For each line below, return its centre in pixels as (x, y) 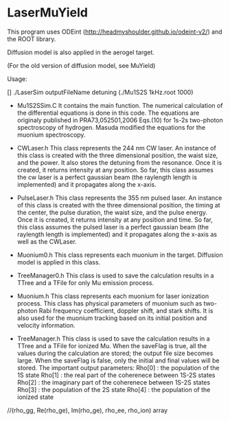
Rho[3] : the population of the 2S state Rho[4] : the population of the (114, 389)
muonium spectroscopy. (51, 135)
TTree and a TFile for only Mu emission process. (85, 282)
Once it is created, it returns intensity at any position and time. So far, (115, 219)
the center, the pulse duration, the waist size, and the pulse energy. (112, 212)
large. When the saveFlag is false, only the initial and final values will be (118, 360)
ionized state (35, 397)
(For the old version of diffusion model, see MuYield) (81, 65)
